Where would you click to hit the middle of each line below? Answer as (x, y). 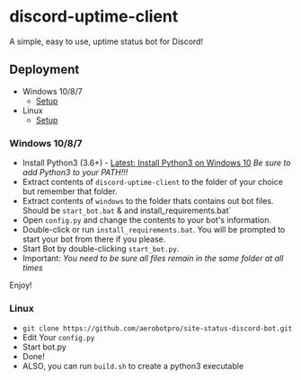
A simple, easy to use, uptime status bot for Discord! (106, 41)
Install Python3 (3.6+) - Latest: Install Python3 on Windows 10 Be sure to (156, 163)
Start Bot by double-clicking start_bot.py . (101, 249)
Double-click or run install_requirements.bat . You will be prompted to (154, 230)
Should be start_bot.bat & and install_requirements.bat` (127, 211)
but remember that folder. (70, 191)
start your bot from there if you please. (94, 239)
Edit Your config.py (58, 338)
